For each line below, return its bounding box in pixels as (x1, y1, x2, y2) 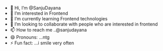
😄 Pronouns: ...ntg (10, 34, 50, 40)
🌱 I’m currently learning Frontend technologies (10, 16, 108, 21)
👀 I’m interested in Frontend (10, 10, 68, 16)
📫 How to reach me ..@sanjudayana (10, 27, 87, 33)
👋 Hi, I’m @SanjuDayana (10, 5, 61, 11)
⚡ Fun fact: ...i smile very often (10, 40, 74, 46)
